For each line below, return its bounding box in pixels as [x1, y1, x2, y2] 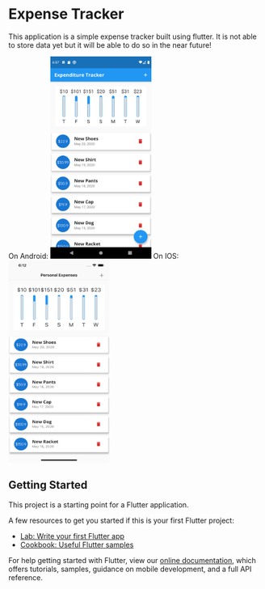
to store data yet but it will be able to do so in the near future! [8, 40, 212, 49]
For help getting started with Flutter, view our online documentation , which [8, 555, 257, 565]
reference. [8, 572, 43, 583]
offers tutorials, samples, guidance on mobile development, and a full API [8, 564, 252, 574]
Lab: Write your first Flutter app [19, 531, 125, 540]
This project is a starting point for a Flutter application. [8, 499, 189, 510]
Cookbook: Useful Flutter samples [19, 540, 134, 549]
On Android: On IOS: [8, 251, 179, 261]
